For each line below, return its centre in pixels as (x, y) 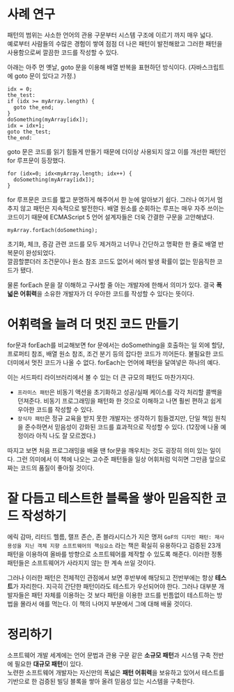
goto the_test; (29, 132)
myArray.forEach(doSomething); (53, 230)
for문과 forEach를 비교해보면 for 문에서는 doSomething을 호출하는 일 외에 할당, (116, 345)
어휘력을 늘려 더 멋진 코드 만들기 (93, 324)
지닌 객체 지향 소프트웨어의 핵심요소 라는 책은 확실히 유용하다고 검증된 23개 (123, 545)
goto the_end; (34, 107)
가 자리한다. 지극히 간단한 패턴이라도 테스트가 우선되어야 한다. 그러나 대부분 (115, 586)
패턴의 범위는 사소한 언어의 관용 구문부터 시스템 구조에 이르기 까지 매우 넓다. (110, 35)
